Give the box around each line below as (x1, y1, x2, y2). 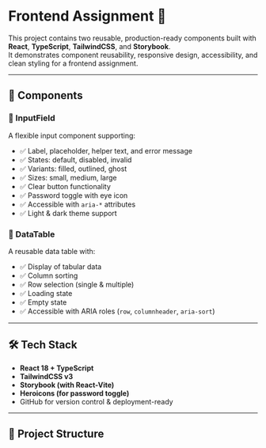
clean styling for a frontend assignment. (8, 59, 139, 68)
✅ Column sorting (19, 271, 78, 280)
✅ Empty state (19, 297, 67, 307)
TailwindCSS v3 (19, 371, 74, 381)
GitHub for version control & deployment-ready (19, 397, 173, 406)
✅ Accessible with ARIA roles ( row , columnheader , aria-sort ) (19, 306, 215, 316)
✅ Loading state (19, 288, 73, 298)
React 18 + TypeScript (19, 363, 94, 373)
